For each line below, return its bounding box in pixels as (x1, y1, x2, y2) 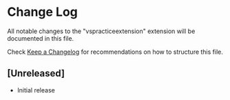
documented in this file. (7, 34, 74, 42)
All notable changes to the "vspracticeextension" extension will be (7, 27, 196, 35)
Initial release (17, 86, 55, 94)
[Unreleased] (7, 68, 65, 79)
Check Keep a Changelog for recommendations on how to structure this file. (7, 48, 224, 56)
